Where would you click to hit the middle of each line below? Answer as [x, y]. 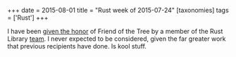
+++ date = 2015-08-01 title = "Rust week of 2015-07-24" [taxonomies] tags [118, 10]
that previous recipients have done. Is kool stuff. [77, 46]
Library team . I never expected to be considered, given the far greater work [117, 39]
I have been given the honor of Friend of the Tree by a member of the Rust [115, 31]
